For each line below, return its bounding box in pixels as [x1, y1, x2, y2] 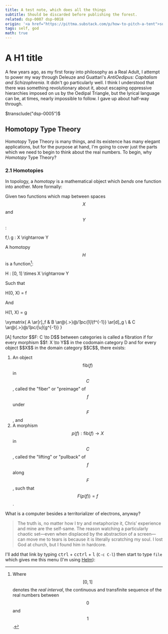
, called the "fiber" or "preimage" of [12, 386, 86, 392]
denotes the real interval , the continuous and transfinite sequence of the [12, 586, 162, 592]
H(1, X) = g [5, 309, 27, 315]
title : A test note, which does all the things [5, 7, 106, 13]
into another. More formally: [5, 184, 62, 190]
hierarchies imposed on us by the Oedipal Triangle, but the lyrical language [5, 90, 160, 96]
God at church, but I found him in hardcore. [17, 541, 106, 547]
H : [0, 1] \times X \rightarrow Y [5, 270, 69, 276]
